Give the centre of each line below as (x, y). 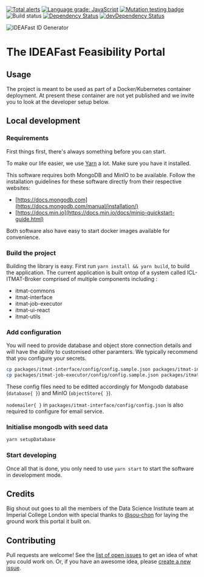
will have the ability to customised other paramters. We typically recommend (102, 352)
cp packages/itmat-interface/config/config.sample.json (78, 369)
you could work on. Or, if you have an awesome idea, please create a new (99, 562)
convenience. (23, 237)
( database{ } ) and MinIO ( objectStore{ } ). (59, 393)
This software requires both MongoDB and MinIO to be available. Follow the (101, 175)
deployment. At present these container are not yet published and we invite (100, 95)
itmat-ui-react (32, 310)
